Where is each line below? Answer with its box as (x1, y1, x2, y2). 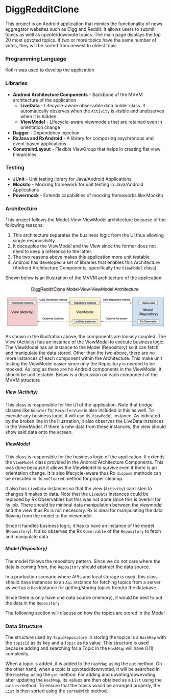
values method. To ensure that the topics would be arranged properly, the (5, 683, 161, 689)
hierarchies (12, 151, 37, 158)
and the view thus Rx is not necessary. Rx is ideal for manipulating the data (5, 507, 163, 513)
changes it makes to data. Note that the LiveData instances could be (5, 491, 149, 497)
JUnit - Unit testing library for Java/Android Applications (12, 176, 132, 182)
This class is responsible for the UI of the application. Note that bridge (5, 401, 153, 407)
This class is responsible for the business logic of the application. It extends (5, 453, 165, 460)
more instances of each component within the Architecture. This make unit (5, 355, 162, 361)
